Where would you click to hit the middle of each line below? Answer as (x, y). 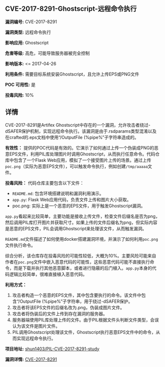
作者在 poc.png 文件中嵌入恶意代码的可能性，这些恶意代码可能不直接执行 (78, 262)
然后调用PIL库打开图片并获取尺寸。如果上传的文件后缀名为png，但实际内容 (81, 222)
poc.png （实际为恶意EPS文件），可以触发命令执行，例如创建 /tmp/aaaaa (77, 166)
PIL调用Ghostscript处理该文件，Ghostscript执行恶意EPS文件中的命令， (84, 332)
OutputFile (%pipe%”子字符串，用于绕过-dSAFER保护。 (76, 301)
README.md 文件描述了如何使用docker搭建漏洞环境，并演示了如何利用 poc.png (82, 239)
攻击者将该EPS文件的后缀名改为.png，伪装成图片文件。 (68, 307)
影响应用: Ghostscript (27, 42)
